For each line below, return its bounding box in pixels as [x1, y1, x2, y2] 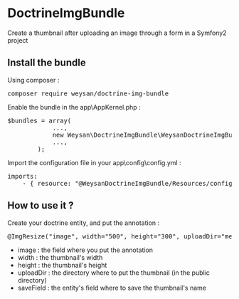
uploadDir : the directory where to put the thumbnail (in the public [17, 268, 210, 277]
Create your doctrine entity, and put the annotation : [7, 219, 160, 227]
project [7, 36, 28, 44]
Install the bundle [7, 57, 87, 69]
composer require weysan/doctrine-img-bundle [7, 89, 169, 98]
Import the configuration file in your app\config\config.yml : [7, 158, 181, 167]
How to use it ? [7, 199, 74, 211]
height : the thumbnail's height [17, 261, 107, 269]
